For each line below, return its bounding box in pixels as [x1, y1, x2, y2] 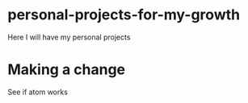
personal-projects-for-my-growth [7, 6, 240, 24]
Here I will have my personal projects [7, 32, 131, 42]
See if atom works [7, 87, 68, 97]
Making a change [7, 60, 126, 79]
